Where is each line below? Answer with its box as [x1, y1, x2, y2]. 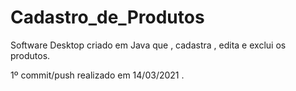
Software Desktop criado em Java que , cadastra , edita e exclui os [10, 39, 287, 51]
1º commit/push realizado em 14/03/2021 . [10, 69, 185, 81]
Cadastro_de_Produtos [10, 6, 205, 29]
